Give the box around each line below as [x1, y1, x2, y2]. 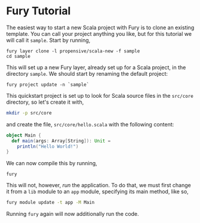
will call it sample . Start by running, [6, 36, 91, 44]
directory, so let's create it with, [6, 98, 84, 106]
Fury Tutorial [6, 4, 71, 18]
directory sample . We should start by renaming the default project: [6, 70, 168, 77]
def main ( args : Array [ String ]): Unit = [11, 138, 111, 144]
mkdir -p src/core [6, 110, 52, 116]
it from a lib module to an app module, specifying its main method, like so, [6, 188, 189, 195]
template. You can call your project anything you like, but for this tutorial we [6, 30, 192, 37]
